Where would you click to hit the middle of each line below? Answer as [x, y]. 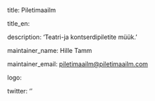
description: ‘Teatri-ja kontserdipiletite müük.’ [72, 37]
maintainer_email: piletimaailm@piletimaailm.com [78, 64]
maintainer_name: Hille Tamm [50, 50]
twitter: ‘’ [20, 91]
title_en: [19, 23]
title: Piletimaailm [31, 10]
